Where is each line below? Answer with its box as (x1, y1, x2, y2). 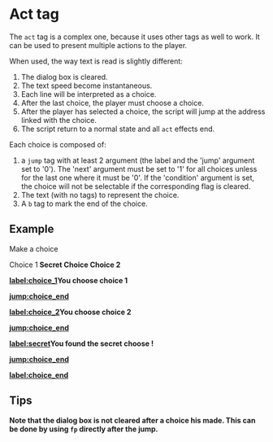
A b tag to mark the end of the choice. (20, 199, 149, 208)
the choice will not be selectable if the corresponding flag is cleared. (20, 181, 251, 191)
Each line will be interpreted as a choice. (20, 89, 157, 98)
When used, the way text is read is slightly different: (9, 56, 184, 66)
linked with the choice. (20, 115, 97, 125)
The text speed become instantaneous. (20, 81, 153, 90)
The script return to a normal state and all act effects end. (20, 124, 215, 133)
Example (9, 222, 54, 236)
